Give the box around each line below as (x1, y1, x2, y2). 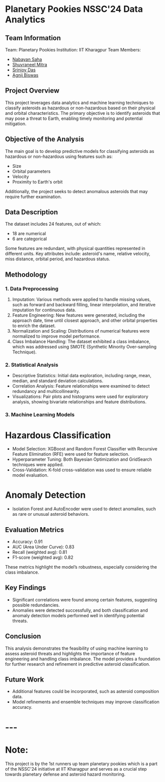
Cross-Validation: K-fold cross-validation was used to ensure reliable (12, 467, 152, 473)
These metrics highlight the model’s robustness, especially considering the (5, 564, 157, 570)
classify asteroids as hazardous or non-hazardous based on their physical (5, 105, 156, 111)
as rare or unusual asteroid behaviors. (12, 511, 90, 517)
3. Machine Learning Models (5, 411, 75, 418)
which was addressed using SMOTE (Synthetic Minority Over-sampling (12, 344, 157, 350)
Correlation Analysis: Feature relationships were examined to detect (12, 383, 150, 389)
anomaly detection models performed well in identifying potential (12, 612, 144, 618)
